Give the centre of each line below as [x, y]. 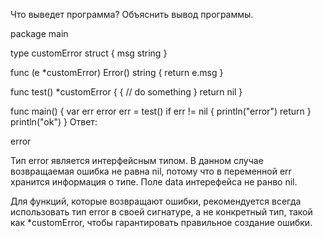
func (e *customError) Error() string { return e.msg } [117, 72]
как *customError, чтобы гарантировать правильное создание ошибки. [161, 222]
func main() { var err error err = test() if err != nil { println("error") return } [161, 111]
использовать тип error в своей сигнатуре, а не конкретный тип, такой [161, 212]
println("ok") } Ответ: [54, 122]
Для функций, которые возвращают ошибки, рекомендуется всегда [156, 201]
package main [39, 33]
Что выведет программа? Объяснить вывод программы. [132, 14]
